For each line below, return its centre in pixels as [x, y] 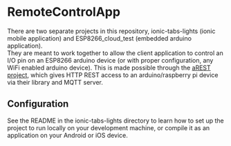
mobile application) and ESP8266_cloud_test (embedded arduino [100, 38]
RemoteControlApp [64, 12]
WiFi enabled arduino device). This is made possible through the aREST [109, 67]
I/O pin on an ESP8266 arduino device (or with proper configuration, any [110, 60]
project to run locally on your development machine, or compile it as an [109, 127]
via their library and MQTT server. [55, 82]
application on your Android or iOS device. [67, 135]
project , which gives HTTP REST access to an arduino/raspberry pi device [113, 75]
